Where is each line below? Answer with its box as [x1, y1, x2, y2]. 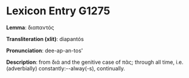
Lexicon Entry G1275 [6, 4, 111, 18]
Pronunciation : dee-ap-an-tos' [6, 46, 83, 54]
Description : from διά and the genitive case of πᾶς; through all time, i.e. [6, 58, 184, 65]
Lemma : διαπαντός [6, 24, 54, 31]
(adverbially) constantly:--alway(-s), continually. [6, 64, 126, 72]
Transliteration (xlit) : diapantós [6, 35, 84, 42]
